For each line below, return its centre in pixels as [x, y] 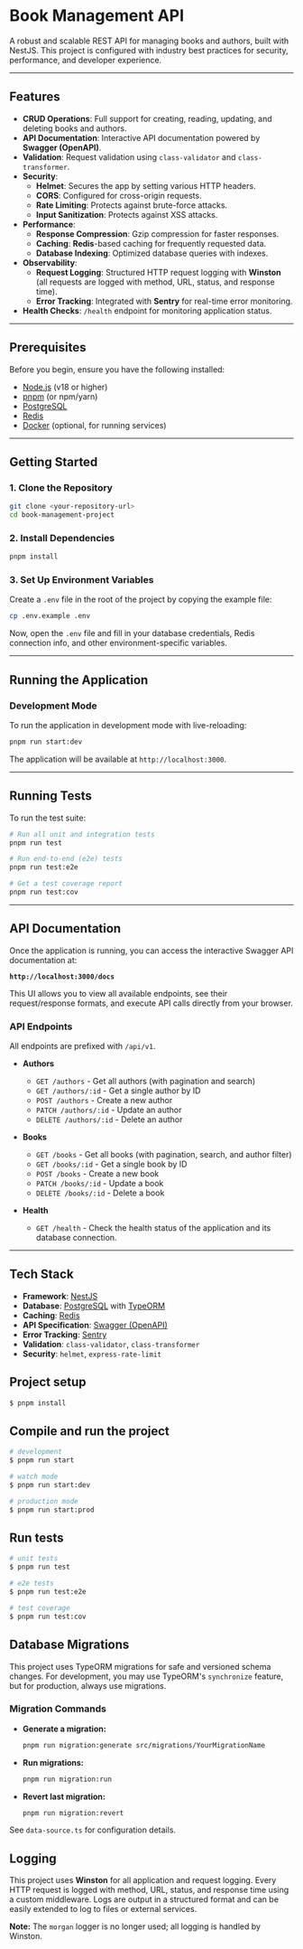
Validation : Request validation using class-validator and [129, 157]
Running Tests [50, 796]
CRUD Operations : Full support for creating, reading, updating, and [147, 118]
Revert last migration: [64, 1796]
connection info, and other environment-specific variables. [119, 643]
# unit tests [34, 1559]
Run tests [37, 1538]
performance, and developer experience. [86, 60]
